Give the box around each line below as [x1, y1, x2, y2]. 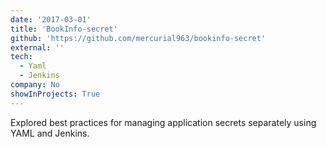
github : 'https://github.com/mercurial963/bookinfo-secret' [10, 33, 267, 43]
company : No [10, 80, 60, 90]
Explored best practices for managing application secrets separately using [10, 116, 317, 128]
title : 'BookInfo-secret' [10, 24, 118, 34]
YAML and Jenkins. [10, 127, 90, 139]
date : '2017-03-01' [10, 14, 92, 25]
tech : [10, 52, 33, 62]
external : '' [10, 42, 65, 53]
